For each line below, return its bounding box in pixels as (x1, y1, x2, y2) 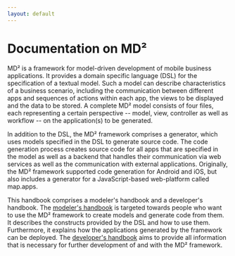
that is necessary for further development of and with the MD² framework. (7, 241, 223, 249)
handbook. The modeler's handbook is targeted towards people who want (7, 203, 222, 212)
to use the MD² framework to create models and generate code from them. (7, 210, 224, 219)
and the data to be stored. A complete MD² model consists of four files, (7, 101, 214, 110)
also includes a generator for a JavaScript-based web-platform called (7, 174, 210, 183)
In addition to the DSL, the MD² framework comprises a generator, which (7, 129, 218, 138)
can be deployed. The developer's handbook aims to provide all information (7, 233, 227, 241)
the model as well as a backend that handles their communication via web (7, 152, 222, 160)
